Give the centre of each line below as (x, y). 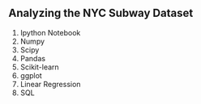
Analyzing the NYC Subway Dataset (101, 13)
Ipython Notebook (50, 32)
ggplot (31, 75)
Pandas (33, 58)
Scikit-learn (39, 67)
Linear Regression (50, 84)
